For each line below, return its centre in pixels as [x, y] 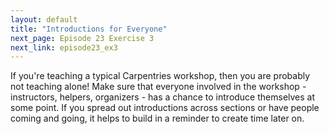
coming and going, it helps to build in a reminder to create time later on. [157, 118]
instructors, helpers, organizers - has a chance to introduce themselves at [163, 97]
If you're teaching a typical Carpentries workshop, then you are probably [160, 76]
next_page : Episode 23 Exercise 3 [82, 38]
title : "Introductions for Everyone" [89, 29]
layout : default [44, 19]
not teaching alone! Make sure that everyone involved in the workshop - [158, 87]
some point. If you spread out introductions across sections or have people [165, 108]
